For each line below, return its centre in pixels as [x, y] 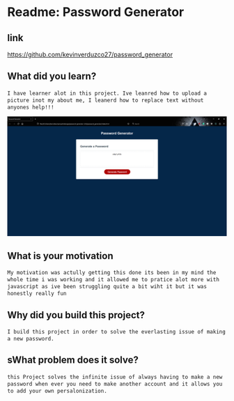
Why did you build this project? [76, 315]
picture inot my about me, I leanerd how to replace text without [106, 100]
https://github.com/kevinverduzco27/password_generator [90, 54]
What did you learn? [52, 76]
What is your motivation [60, 256]
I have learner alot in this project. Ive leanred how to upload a [107, 93]
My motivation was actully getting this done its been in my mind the [112, 273]
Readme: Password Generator [96, 12]
